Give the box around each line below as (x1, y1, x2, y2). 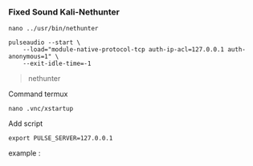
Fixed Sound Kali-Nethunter (8, 6, 120, 18)
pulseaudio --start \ (8, 38, 81, 47)
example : (8, 148, 41, 158)
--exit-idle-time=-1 (22, 59, 92, 68)
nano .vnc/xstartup (8, 105, 74, 113)
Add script (8, 119, 43, 128)
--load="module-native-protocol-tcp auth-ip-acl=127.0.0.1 (22, 46, 225, 54)
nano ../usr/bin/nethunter (8, 25, 99, 33)
